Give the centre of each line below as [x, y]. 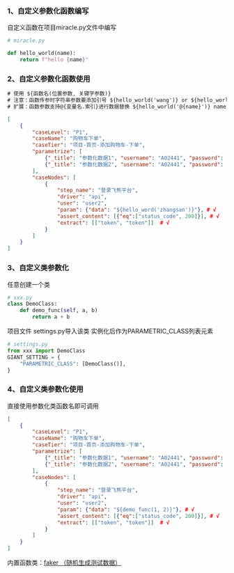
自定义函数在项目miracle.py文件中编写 [62, 28]
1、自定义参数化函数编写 [48, 10]
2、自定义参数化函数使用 [49, 79]
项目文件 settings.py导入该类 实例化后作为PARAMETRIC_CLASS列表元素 [110, 331]
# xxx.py [20, 297]
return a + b [51, 317]
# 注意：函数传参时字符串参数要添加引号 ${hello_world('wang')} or [97, 100]
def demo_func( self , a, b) [59, 311]
